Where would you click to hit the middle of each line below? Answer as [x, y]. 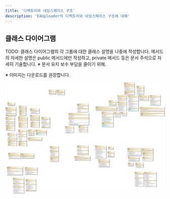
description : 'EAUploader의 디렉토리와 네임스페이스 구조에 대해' [68, 16]
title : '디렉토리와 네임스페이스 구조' [40, 11]
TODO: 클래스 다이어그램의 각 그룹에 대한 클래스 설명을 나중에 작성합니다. [78, 52]
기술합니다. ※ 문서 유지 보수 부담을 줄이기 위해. [60, 64]
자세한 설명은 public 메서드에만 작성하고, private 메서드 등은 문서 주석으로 [83, 58]
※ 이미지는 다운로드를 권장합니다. [38, 75]
